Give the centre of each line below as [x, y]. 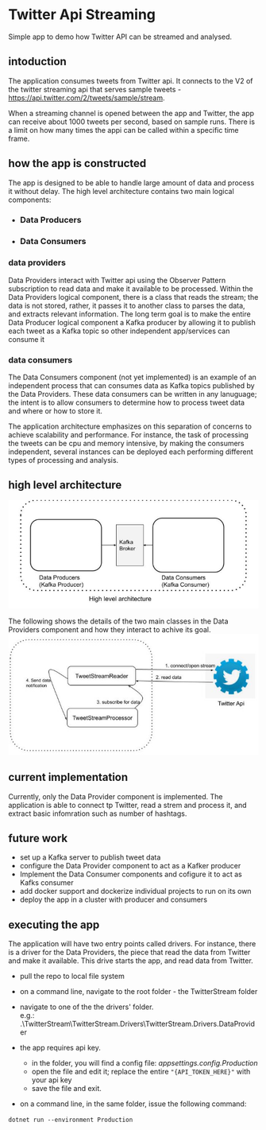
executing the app [54, 924]
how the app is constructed [77, 163]
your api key [52, 1080]
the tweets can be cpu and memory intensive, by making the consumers [126, 443]
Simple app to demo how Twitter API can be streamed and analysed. [120, 37]
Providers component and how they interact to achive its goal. [110, 630]
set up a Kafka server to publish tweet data [90, 857]
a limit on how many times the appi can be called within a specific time [124, 130]
